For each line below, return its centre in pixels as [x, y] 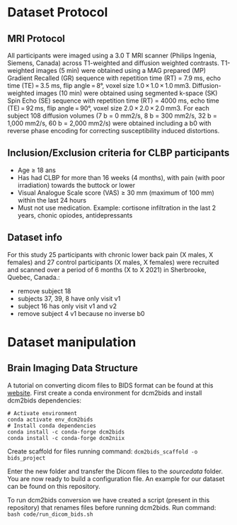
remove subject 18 [44, 290]
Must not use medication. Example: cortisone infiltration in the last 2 [117, 208]
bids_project [27, 458]
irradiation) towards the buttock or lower [76, 185]
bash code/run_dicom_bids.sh [50, 514]
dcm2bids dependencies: [44, 400]
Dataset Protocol [58, 12]
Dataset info [35, 238]
